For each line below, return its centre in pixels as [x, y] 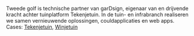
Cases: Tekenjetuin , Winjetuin [42, 27]
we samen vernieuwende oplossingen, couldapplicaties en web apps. [90, 21]
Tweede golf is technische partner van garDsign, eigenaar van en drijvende [97, 8]
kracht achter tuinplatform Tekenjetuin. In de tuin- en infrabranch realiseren [98, 15]
